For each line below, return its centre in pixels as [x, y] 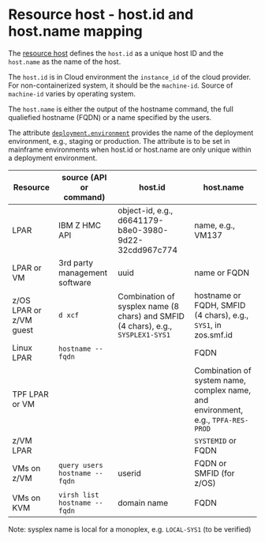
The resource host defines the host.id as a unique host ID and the [116, 53]
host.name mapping [76, 31]
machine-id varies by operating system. [72, 93]
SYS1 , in [208, 325]
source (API [84, 177]
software [75, 282]
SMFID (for [215, 473]
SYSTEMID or [215, 440]
